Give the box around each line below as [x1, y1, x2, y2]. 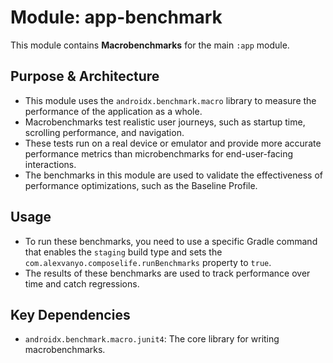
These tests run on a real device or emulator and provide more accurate [24, 137, 322, 149]
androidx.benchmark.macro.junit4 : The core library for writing [24, 333, 280, 345]
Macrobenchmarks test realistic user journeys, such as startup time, [24, 116, 306, 128]
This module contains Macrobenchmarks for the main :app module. [10, 39, 290, 51]
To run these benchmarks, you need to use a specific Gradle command [24, 235, 318, 247]
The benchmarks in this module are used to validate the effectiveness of [24, 169, 323, 181]
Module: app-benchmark [10, 6, 223, 29]
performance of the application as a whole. [24, 105, 203, 117]
